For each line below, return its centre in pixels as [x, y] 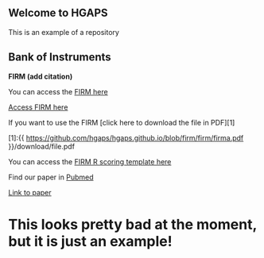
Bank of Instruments [60, 58]
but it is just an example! [90, 241]
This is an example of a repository [64, 32]
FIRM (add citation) [41, 76]
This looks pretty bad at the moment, [132, 224]
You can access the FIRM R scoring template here [90, 161]
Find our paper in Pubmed [51, 177]
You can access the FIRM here [58, 91]
